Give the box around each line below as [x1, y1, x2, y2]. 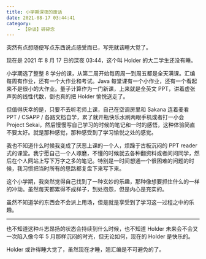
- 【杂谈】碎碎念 [17, 26, 55, 33]
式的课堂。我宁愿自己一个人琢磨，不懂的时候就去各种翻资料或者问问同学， [6, 150, 194, 157]
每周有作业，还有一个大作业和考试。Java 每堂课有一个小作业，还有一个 [6, 77, 187, 85]
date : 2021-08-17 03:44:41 [6, 15, 75, 21]
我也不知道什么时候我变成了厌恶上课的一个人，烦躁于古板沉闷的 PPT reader [6, 142, 197, 149]
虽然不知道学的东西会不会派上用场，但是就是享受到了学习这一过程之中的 [6, 199, 189, 206]
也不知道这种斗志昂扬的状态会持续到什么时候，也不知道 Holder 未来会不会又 [6, 225, 199, 233]
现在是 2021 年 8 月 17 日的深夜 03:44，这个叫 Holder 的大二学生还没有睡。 [6, 56, 197, 64]
